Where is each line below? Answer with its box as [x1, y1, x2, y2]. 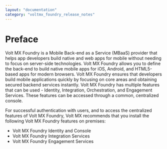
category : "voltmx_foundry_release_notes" [5, 12, 95, 17]
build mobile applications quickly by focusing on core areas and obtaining [5, 76, 157, 82]
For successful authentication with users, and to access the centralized [5, 107, 152, 113]
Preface [5, 33, 38, 45]
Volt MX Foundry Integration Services [12, 133, 90, 139]
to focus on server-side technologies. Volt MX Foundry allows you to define [5, 60, 161, 66]
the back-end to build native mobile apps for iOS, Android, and [5, 66, 134, 72]
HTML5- [134, 66, 152, 72]
